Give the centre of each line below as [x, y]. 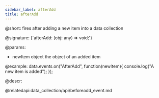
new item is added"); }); [29, 71]
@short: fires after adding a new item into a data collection [64, 28]
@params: [15, 47]
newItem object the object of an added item [56, 56]
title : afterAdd [22, 14]
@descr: [13, 81]
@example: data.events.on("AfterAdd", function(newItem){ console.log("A [79, 66]
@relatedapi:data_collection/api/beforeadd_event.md [59, 90]
